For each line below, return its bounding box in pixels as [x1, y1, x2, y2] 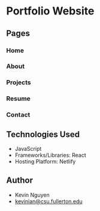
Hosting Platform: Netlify [14, 158, 76, 165]
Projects [6, 78, 31, 87]
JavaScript [14, 145, 42, 152]
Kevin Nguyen [14, 191, 50, 198]
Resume [6, 94, 31, 103]
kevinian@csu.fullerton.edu [14, 197, 83, 205]
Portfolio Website [6, 4, 95, 18]
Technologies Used [6, 129, 80, 139]
